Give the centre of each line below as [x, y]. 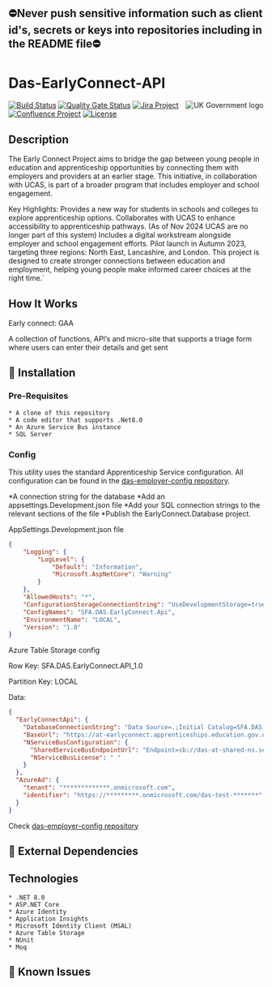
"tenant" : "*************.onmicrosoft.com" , [99, 788]
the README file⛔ [55, 44]
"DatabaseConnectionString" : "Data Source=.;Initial [114, 727]
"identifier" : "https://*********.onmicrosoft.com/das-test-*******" [143, 795]
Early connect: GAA [41, 323]
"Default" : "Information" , [97, 567]
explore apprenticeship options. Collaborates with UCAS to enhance [122, 218]
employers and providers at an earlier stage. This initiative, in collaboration [133, 176]
